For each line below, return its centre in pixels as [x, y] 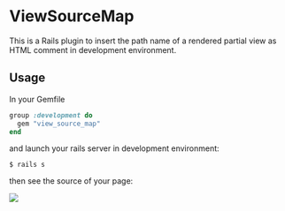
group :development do [51, 115]
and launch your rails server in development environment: [114, 148]
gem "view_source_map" [59, 124]
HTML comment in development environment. [93, 49]
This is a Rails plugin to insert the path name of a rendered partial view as [143, 41]
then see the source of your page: [71, 181]
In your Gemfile [37, 99]
